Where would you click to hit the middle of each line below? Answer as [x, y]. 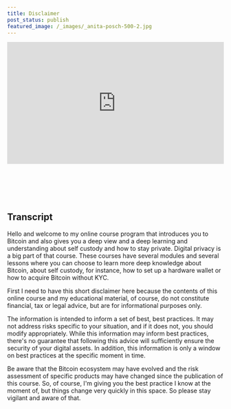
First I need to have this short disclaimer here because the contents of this [112, 291]
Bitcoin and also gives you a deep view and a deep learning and [97, 241]
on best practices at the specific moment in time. [76, 355]
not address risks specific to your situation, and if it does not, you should [110, 326]
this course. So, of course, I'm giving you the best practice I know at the [109, 383]
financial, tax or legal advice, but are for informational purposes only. [105, 305]
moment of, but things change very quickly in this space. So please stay [109, 390]
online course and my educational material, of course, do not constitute [108, 298]
